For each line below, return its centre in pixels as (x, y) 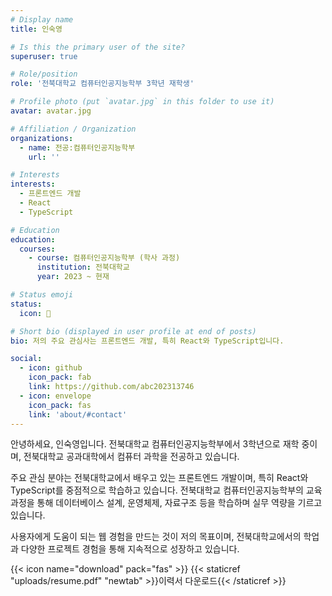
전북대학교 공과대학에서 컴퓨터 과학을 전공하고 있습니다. (131, 457)
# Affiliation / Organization (73, 129)
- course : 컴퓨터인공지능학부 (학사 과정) (104, 258)
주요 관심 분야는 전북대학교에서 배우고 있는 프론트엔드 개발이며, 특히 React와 (159, 478)
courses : (37, 249)
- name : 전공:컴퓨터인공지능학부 (77, 147)
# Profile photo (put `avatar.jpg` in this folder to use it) (142, 102)
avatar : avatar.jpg (51, 111)
